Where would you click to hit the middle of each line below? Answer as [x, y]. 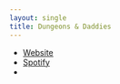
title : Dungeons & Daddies [60, 26]
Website [38, 52]
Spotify [36, 62]
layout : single [38, 18]
